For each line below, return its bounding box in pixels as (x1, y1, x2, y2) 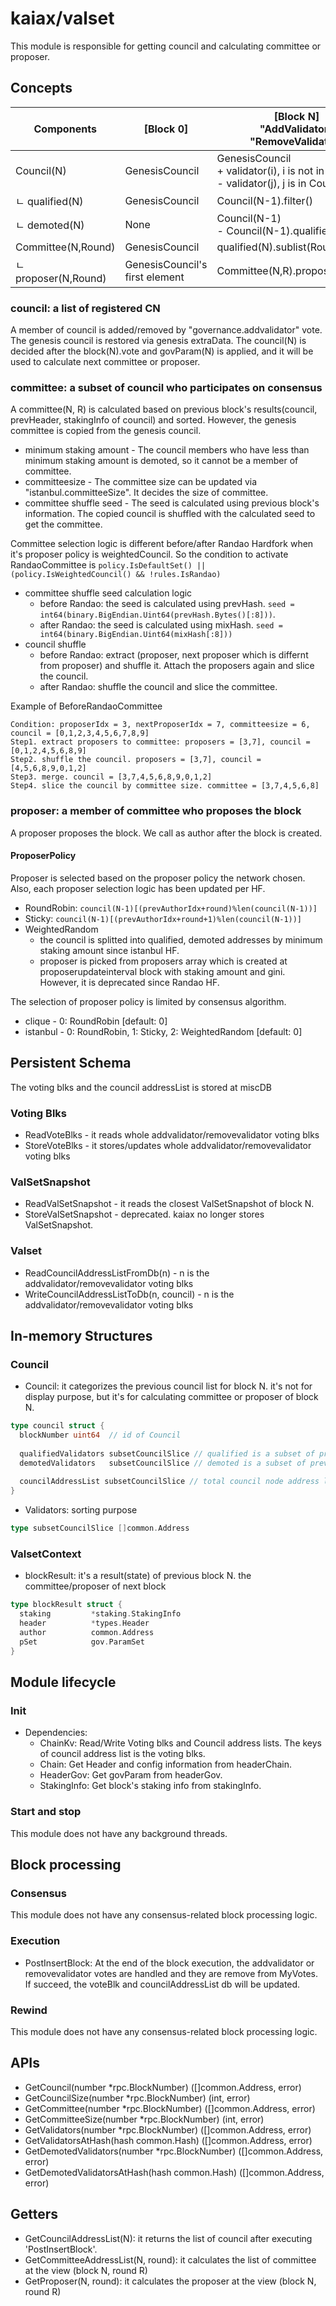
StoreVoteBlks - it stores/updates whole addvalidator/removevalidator (24, 1139, 312, 1151)
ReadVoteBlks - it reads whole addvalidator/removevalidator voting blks (24, 1128, 320, 1141)
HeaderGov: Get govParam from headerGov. (39, 1769, 223, 1781)
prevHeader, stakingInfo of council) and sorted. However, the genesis (10, 414, 297, 426)
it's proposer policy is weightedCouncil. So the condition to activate (10, 548, 289, 561)
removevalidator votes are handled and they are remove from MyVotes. (24, 1967, 318, 1979)
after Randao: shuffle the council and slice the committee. (39, 681, 278, 693)
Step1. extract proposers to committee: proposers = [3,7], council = (10, 737, 311, 747)
